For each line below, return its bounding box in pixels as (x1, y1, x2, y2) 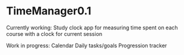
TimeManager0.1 (6, 4, 91, 18)
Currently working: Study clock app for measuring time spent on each (6, 24, 178, 31)
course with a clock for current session (6, 30, 103, 37)
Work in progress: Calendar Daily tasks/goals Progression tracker (6, 42, 167, 49)
